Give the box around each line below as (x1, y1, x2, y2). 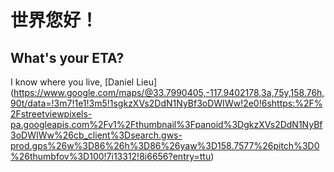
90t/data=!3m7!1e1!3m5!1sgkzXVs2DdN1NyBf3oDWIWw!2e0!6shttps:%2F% (10, 97, 323, 109)
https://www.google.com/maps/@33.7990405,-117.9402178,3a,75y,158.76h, (13, 87, 325, 98)
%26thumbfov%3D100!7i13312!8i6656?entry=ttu (10, 151, 212, 162)
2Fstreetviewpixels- (10, 108, 93, 120)
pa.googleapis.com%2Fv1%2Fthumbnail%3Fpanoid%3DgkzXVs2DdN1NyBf (10, 119, 323, 130)
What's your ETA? (10, 49, 125, 66)
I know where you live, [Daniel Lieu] (10, 76, 158, 88)
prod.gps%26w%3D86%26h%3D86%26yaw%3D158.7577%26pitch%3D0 (10, 140, 320, 151)
